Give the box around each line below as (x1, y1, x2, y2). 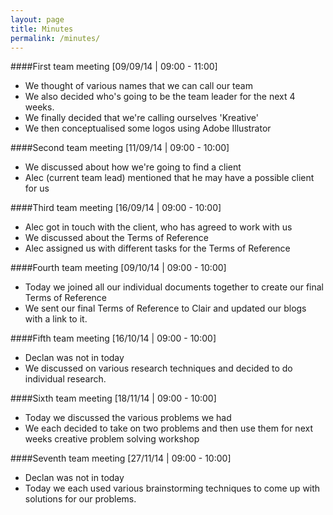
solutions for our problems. (24, 493, 137, 505)
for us (24, 182, 50, 195)
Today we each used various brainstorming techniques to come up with (24, 482, 321, 495)
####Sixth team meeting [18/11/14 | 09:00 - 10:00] (10, 392, 217, 405)
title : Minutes (10, 24, 74, 34)
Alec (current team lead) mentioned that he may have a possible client (24, 172, 315, 184)
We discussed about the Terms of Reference (24, 232, 209, 244)
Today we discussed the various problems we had (24, 412, 232, 424)
